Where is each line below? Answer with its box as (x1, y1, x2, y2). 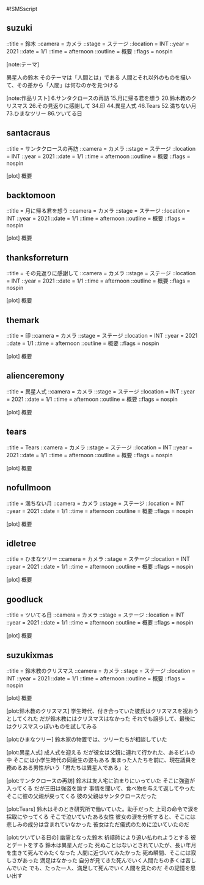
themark (6, 315, 40, 325)
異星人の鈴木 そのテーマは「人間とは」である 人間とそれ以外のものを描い (6, 74, 191, 81)
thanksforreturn (6, 253, 69, 263)
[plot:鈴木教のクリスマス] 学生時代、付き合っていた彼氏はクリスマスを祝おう (6, 707, 199, 715)
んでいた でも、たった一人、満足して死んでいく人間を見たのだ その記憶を (6, 864, 191, 872)
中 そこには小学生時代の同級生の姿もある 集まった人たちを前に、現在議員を (6, 756, 197, 764)
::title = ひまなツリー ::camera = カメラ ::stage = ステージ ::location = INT (6, 555, 191, 563)
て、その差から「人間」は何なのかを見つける (6, 81, 119, 88)
